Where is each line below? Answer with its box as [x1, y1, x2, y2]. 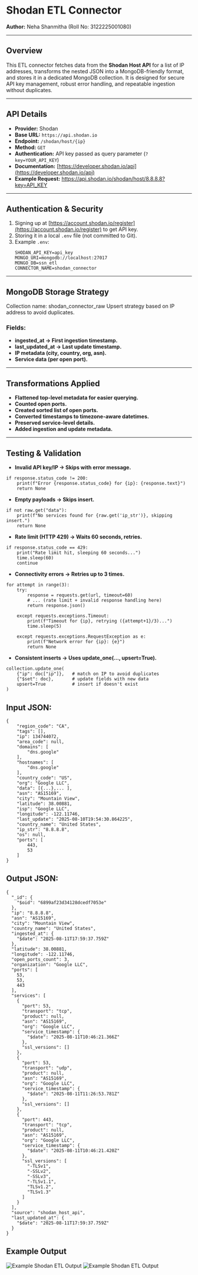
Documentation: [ [14, 162, 59, 169]
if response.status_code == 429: [6, 544, 88, 551]
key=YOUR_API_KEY [14, 157, 58, 163]
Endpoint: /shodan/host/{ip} [14, 137, 86, 145]
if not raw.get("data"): [6, 507, 67, 514]
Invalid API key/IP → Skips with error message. [14, 464, 131, 471]
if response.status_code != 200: [6, 475, 88, 481]
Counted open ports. [14, 400, 67, 407]
